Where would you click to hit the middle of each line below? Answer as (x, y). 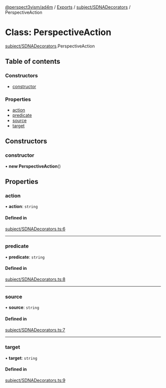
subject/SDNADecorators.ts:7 (35, 330)
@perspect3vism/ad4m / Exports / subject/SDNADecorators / (68, 7)
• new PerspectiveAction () (33, 166)
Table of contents (33, 62)
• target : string (21, 358)
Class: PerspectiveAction (58, 32)
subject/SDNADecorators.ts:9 (35, 380)
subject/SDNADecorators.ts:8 (35, 279)
